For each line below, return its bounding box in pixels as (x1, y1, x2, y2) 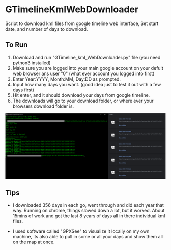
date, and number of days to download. (5, 26, 88, 32)
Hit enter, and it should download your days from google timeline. (12, 92, 150, 98)
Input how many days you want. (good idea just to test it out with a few (12, 81, 161, 87)
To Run (5, 41, 28, 49)
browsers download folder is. (12, 103, 74, 109)
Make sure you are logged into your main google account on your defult (12, 65, 164, 71)
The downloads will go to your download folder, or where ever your (12, 97, 154, 104)
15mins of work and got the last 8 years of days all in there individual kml (12, 213, 165, 219)
